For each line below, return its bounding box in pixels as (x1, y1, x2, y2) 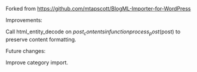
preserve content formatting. (5, 36, 76, 43)
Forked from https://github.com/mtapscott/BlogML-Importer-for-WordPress (5, 5, 191, 12)
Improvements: (5, 17, 43, 23)
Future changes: (5, 47, 46, 54)
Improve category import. (5, 59, 69, 66)
